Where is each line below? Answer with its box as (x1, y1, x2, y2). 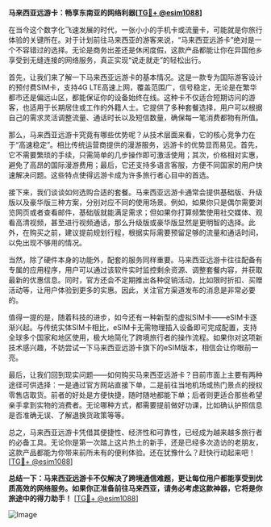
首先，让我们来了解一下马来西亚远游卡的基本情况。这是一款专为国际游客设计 (8, 73, 263, 82)
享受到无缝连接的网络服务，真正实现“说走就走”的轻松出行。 (8, 56, 206, 65)
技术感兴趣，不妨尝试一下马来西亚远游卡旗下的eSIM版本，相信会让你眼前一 (8, 343, 259, 352)
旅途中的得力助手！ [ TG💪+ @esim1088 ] (8, 494, 139, 503)
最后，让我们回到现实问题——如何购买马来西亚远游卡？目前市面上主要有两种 (8, 370, 263, 379)
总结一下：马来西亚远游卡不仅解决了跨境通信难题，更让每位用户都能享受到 (8, 474, 256, 483)
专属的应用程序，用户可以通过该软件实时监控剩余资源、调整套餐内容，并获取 (8, 266, 263, 274)
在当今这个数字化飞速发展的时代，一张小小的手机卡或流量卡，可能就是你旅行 (8, 25, 263, 35)
